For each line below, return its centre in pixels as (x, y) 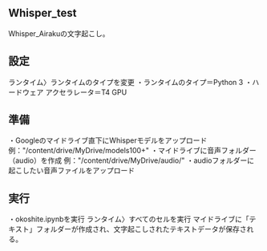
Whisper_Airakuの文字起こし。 (59, 33)
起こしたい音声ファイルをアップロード (71, 171)
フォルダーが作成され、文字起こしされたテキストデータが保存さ (141, 229)
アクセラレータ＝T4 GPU (86, 92)
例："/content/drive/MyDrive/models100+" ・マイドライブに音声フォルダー (132, 151)
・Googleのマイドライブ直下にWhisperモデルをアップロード (108, 140)
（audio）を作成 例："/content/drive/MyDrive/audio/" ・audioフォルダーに (131, 160)
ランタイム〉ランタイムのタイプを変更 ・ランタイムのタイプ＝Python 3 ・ (130, 82)
